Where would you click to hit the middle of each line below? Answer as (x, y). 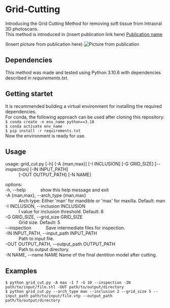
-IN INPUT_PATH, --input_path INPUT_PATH (51, 233)
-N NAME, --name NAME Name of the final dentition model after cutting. (81, 255)
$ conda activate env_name (34, 126)
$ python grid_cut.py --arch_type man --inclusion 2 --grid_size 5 (78, 292)
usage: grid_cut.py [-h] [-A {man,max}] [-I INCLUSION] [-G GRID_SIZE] (79, 164)
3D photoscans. (22, 29)
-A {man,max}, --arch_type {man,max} (46, 195)
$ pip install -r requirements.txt (43, 131)
